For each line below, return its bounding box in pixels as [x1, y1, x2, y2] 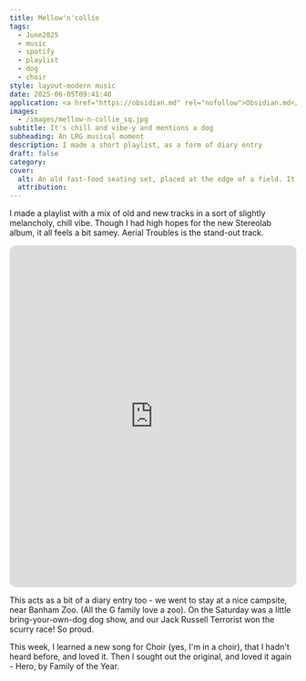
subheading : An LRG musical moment [9, 132, 145, 141]
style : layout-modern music [9, 81, 117, 90]
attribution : [17, 183, 67, 192]
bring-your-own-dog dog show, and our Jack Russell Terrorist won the [9, 614, 275, 625]
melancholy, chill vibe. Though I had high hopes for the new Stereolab [9, 218, 271, 229]
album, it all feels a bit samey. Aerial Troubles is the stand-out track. [9, 227, 264, 238]
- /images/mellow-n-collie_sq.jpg [17, 115, 148, 124]
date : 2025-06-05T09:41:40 [9, 89, 112, 98]
